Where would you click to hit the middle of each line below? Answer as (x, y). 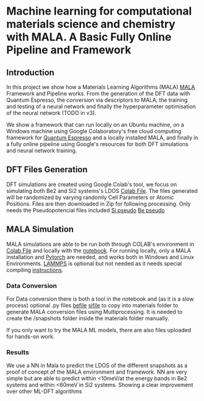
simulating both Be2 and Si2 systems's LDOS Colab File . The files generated (102, 190)
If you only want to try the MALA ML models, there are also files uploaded (99, 330)
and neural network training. (42, 151)
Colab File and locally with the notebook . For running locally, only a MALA (99, 250)
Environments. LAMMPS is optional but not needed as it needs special (94, 263)
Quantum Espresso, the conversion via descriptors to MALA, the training (97, 100)
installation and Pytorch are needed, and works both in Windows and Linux (100, 257)
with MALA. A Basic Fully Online (89, 37)
